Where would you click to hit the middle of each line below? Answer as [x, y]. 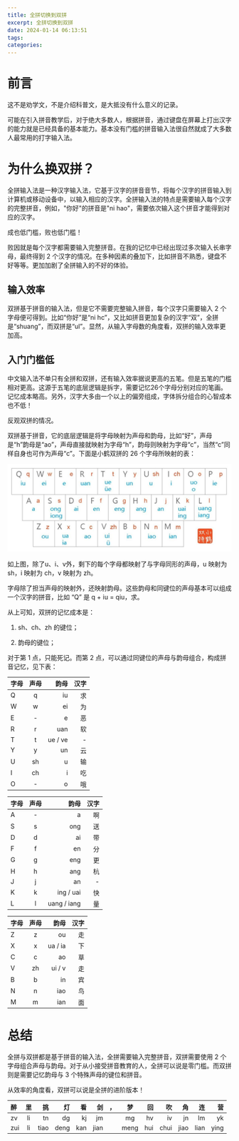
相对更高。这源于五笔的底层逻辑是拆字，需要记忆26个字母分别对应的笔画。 [117, 387]
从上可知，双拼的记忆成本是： [51, 612]
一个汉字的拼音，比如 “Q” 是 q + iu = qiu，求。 [75, 597]
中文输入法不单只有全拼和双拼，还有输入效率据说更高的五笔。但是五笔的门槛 [119, 378]
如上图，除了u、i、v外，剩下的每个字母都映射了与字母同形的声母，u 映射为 [117, 564]
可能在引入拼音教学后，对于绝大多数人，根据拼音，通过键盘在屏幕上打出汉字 [119, 120]
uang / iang [64, 903]
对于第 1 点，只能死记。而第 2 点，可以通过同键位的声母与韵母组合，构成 [114, 657]
